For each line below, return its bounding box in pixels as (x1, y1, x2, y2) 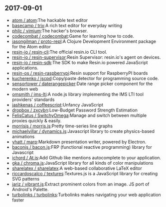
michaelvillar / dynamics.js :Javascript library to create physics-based (11, 128, 155, 134)
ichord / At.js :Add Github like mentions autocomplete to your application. (11, 154, 162, 161)
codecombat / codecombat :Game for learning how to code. (11, 33, 134, 39)
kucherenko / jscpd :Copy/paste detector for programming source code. (11, 75, 159, 81)
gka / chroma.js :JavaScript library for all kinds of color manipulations (11, 160, 154, 166)
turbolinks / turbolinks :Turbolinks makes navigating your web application (11, 192, 162, 198)
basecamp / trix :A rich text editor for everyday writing (11, 22, 123, 28)
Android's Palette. (11, 186, 49, 192)
